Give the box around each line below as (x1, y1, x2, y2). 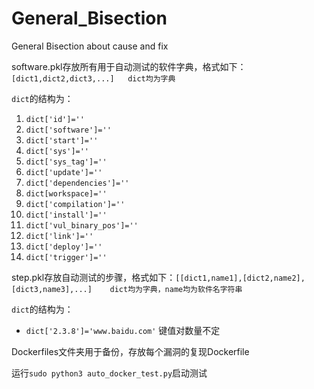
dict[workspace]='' (25, 188, 108, 199)
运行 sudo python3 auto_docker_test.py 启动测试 (11, 367, 208, 379)
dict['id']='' (25, 114, 85, 124)
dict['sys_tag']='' (25, 157, 108, 167)
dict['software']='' (25, 125, 112, 135)
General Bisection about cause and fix (11, 40, 169, 52)
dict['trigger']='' (25, 252, 108, 262)
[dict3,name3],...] (11, 284, 93, 294)
